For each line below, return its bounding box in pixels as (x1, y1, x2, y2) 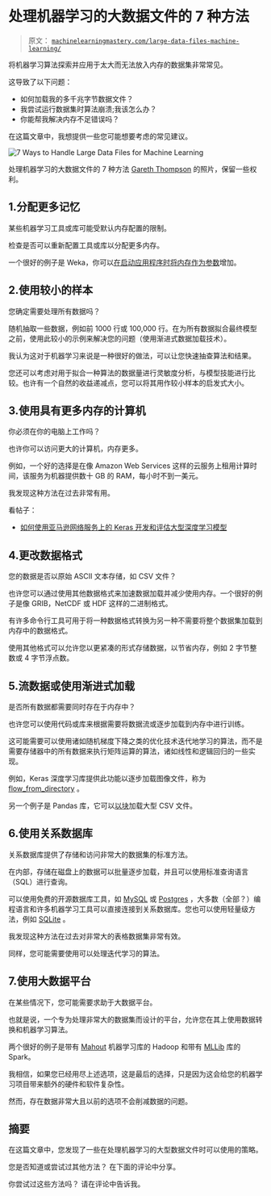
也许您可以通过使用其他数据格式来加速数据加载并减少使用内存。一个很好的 (8, 588, 256, 598)
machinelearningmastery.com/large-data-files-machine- (51, 37, 240, 45)
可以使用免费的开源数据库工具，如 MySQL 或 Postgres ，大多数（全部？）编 (8, 893, 261, 904)
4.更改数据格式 (8, 548, 83, 562)
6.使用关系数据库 (8, 826, 94, 840)
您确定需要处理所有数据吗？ (8, 306, 101, 316)
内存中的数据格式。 (8, 626, 73, 636)
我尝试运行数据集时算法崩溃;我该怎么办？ (19, 104, 157, 114)
